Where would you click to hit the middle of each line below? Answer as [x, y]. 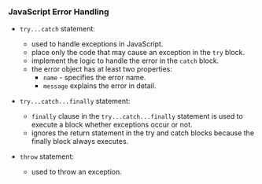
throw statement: [47, 156]
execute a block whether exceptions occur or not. [112, 125]
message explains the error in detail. [100, 86]
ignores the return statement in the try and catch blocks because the [142, 133]
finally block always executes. [80, 142]
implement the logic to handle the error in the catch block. [125, 61]
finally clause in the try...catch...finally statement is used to [137, 116]
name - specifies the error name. [94, 78]
